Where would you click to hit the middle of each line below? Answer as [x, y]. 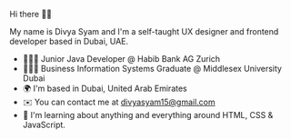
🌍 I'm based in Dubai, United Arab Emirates [105, 88]
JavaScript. [44, 124]
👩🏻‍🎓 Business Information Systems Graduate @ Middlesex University [152, 69]
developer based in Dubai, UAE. [69, 41]
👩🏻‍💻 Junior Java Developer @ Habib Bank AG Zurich [121, 59]
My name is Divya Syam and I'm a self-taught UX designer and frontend [144, 31]
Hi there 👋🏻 [31, 14]
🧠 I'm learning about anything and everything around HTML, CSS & [148, 115]
